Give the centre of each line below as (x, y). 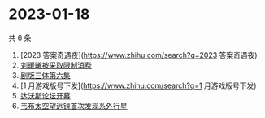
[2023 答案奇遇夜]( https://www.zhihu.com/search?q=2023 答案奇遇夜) (139, 55)
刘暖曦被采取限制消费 (56, 65)
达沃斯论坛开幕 (45, 95)
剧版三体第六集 (45, 75)
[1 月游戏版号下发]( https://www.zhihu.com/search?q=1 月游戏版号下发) (138, 85)
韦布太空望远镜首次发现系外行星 (74, 106)
